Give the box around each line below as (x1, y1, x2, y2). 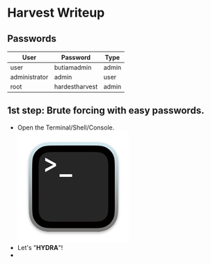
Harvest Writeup (7, 5, 105, 21)
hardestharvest (54, 82, 98, 91)
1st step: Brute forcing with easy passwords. (7, 104, 205, 116)
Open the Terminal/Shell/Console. (17, 123, 115, 132)
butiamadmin (54, 63, 92, 71)
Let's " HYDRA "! (17, 243, 63, 251)
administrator (10, 73, 49, 81)
